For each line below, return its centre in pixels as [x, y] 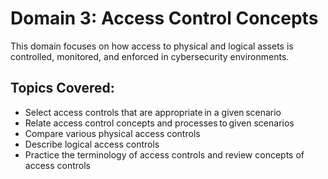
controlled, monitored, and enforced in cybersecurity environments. [150, 56]
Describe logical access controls [92, 144]
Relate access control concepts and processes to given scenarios [159, 123]
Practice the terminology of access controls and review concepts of [164, 154]
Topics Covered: [62, 88]
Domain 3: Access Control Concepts [164, 18]
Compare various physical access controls [112, 133]
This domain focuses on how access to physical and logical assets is [152, 46]
